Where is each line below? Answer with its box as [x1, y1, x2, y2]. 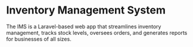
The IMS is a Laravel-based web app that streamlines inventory [6, 23, 161, 30]
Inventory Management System [6, 4, 166, 17]
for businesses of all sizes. [6, 35, 71, 42]
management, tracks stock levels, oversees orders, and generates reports [6, 29, 188, 36]
